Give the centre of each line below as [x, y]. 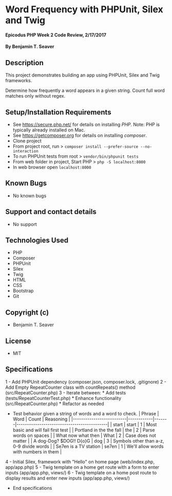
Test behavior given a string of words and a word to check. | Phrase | [86, 413]
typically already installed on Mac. [49, 130]
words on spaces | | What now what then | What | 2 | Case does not [84, 435]
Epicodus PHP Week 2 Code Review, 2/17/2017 [56, 35]
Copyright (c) [27, 312]
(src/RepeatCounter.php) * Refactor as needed [55, 404]
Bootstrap [23, 291]
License [18, 341]
